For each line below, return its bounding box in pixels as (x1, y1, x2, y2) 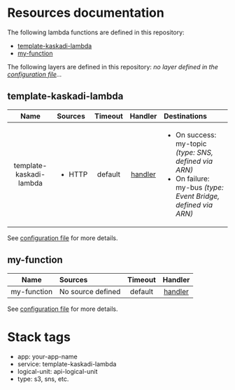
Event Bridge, (176, 191, 220, 201)
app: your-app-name (17, 352, 78, 361)
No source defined (59, 286, 121, 296)
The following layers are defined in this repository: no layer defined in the (7, 62, 219, 71)
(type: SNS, (176, 147, 213, 157)
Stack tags (7, 329, 71, 344)
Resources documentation (7, 5, 164, 21)
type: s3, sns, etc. (17, 375, 69, 383)
